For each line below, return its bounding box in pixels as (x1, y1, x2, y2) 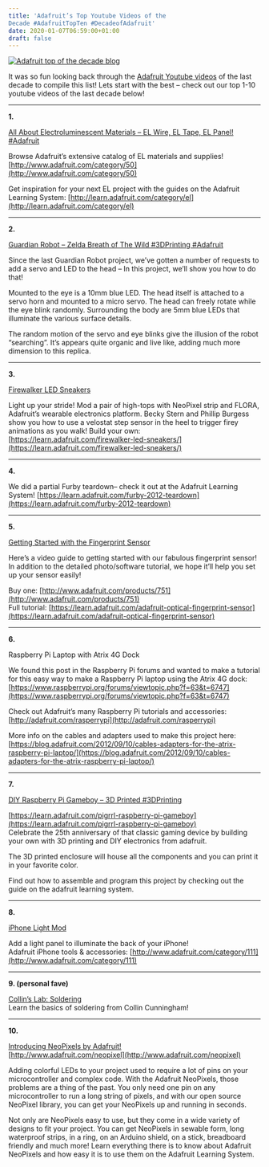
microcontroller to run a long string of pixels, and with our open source (8, 1092, 242, 1101)
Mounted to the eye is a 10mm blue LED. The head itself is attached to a (8, 288, 245, 298)
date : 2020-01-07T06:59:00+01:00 (8, 27, 120, 35)
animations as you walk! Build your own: (8, 426, 141, 436)
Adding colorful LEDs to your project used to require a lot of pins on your (8, 1066, 248, 1075)
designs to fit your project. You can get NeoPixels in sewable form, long (8, 1124, 245, 1133)
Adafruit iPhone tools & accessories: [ (8, 947, 133, 957)
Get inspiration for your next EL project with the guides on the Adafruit (8, 184, 240, 194)
